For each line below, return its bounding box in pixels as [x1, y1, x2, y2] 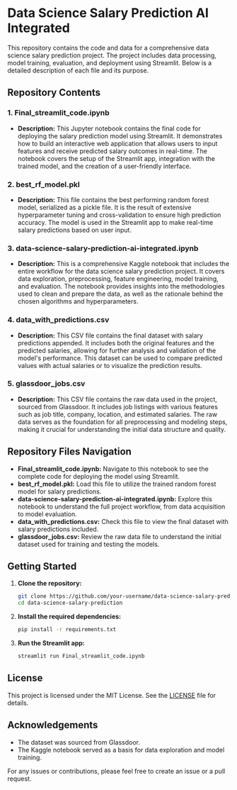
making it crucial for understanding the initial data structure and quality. [17, 425, 226, 433]
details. [7, 699, 29, 707]
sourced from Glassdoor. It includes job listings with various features [17, 402, 218, 411]
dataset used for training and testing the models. [17, 540, 160, 548]
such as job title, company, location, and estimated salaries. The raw [17, 410, 218, 418]
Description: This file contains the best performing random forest [17, 195, 209, 204]
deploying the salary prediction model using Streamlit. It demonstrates [17, 131, 223, 140]
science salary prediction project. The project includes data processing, [7, 51, 217, 60]
